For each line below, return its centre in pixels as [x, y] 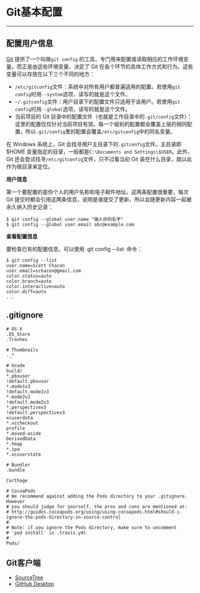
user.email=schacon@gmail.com [44, 271]
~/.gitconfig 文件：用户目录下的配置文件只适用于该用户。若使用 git [97, 102]
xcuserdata [20, 418]
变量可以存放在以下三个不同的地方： [51, 74]
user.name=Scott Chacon [36, 265]
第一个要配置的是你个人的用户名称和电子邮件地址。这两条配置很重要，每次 [97, 192]
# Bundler [18, 465]
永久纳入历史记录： [30, 207]
